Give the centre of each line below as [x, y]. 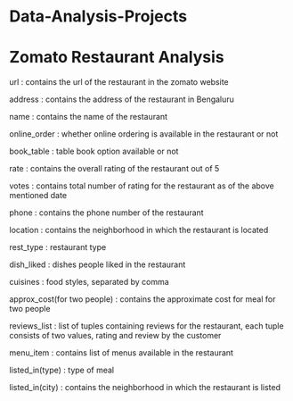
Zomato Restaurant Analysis [117, 58]
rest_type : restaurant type [58, 247]
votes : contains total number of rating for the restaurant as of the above [142, 186]
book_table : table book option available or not [94, 151]
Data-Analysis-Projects [98, 17]
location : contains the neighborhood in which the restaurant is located [139, 230]
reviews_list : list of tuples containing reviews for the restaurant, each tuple [146, 326]
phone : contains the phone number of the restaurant [106, 213]
